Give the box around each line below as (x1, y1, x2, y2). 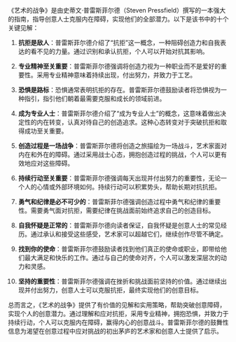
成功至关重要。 (24, 127, 68, 135)
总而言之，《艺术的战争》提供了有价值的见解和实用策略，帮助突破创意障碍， (8, 301, 226, 309)
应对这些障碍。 (30, 159, 74, 167)
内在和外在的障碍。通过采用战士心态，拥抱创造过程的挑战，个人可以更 (18, 150, 221, 159)
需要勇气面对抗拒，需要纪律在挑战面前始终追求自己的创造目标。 (30, 206, 215, 215)
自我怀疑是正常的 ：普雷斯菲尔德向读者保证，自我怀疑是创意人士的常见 (18, 221, 221, 229)
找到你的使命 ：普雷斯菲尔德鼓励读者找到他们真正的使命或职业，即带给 (18, 245, 221, 253)
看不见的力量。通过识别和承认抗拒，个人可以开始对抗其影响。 (30, 48, 209, 55)
